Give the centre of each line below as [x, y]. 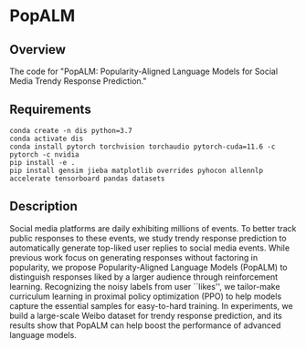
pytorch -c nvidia [44, 154]
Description [43, 206]
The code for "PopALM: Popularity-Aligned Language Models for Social [144, 71]
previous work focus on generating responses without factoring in [134, 257]
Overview [38, 50]
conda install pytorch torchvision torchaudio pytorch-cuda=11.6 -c [142, 147]
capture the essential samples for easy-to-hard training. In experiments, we [152, 305]
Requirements [50, 110]
